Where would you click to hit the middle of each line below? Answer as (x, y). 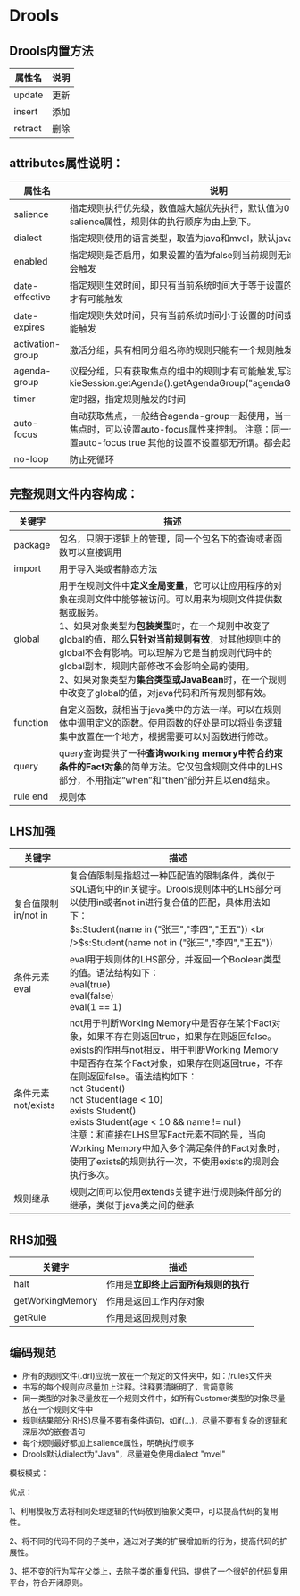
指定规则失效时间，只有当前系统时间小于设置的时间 (176, 315)
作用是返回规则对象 (146, 1318)
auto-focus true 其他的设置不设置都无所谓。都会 (180, 442)
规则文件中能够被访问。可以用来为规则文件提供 (175, 599)
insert (26, 111)
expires (29, 327)
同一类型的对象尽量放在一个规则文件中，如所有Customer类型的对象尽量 (154, 1399)
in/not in (31, 915)
